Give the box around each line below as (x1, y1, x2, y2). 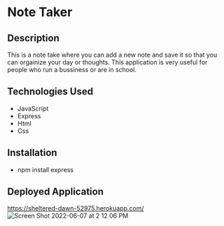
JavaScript (17, 104, 49, 113)
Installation (7, 147, 57, 159)
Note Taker (7, 4, 73, 20)
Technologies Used (7, 85, 93, 98)
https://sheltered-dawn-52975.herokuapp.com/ (7, 204, 144, 213)
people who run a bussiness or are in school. (7, 66, 137, 73)
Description (7, 32, 59, 44)
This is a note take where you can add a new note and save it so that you (7, 50, 218, 59)
